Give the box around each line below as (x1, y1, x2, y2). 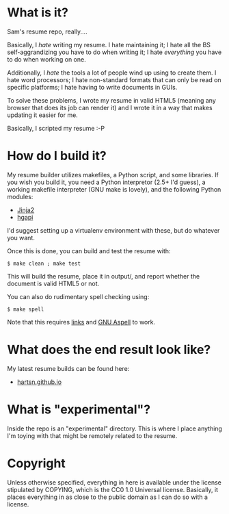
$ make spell (7, 306, 44, 313)
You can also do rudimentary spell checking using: (7, 292, 150, 300)
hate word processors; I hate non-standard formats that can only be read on (7, 75, 221, 83)
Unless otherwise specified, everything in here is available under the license (7, 478, 222, 487)
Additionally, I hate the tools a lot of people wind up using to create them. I (7, 68, 217, 77)
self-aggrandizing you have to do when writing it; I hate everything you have (7, 48, 222, 56)
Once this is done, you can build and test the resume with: (7, 246, 171, 255)
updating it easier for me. (7, 111, 79, 119)
